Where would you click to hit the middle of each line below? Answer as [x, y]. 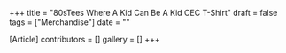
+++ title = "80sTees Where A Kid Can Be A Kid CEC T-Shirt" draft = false [143, 13]
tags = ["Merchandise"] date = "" [70, 22]
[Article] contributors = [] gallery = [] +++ [85, 39]
